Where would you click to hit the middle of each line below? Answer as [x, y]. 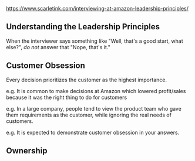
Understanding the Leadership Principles [83, 27]
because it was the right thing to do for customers [67, 97]
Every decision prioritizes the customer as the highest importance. [87, 80]
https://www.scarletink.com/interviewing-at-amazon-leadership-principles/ [97, 8]
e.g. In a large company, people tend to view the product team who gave [94, 108]
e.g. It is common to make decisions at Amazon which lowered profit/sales [96, 91]
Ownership [27, 151]
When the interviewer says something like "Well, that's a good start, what [95, 41]
